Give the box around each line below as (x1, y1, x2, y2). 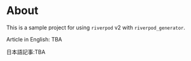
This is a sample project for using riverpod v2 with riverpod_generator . (6, 24, 186, 31)
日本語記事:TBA (6, 48, 46, 56)
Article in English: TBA (6, 35, 62, 43)
